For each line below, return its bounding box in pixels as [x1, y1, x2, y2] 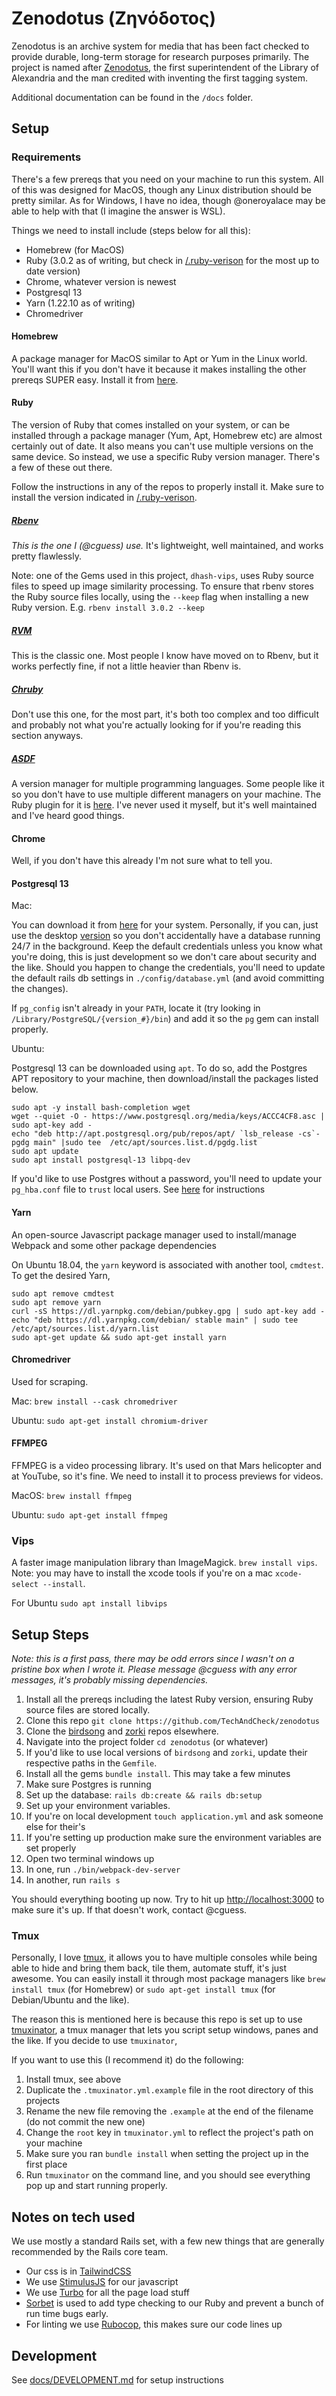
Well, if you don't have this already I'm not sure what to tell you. [11, 855, 273, 867]
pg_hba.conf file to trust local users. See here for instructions [11, 1183, 266, 1196]
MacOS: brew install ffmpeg [11, 1489, 133, 1501]
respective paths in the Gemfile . [25, 1757, 158, 1769]
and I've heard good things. [11, 809, 125, 821]
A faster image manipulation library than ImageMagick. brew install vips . [11, 1557, 318, 1569]
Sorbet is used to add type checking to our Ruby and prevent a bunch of [25, 2297, 324, 2309]
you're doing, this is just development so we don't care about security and [11, 951, 318, 963]
